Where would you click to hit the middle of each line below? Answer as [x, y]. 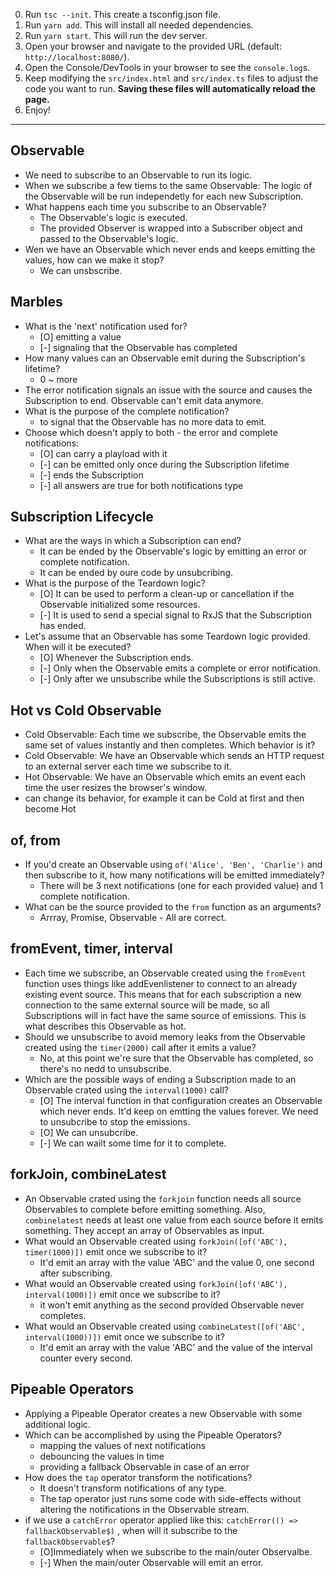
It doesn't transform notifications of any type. [133, 1488]
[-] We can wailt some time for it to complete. [133, 1143]
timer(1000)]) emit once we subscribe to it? [116, 1251]
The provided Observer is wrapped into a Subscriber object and [171, 228]
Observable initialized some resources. [120, 605]
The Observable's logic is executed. [113, 217]
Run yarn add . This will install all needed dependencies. [139, 25]
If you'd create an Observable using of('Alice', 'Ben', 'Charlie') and [173, 865]
